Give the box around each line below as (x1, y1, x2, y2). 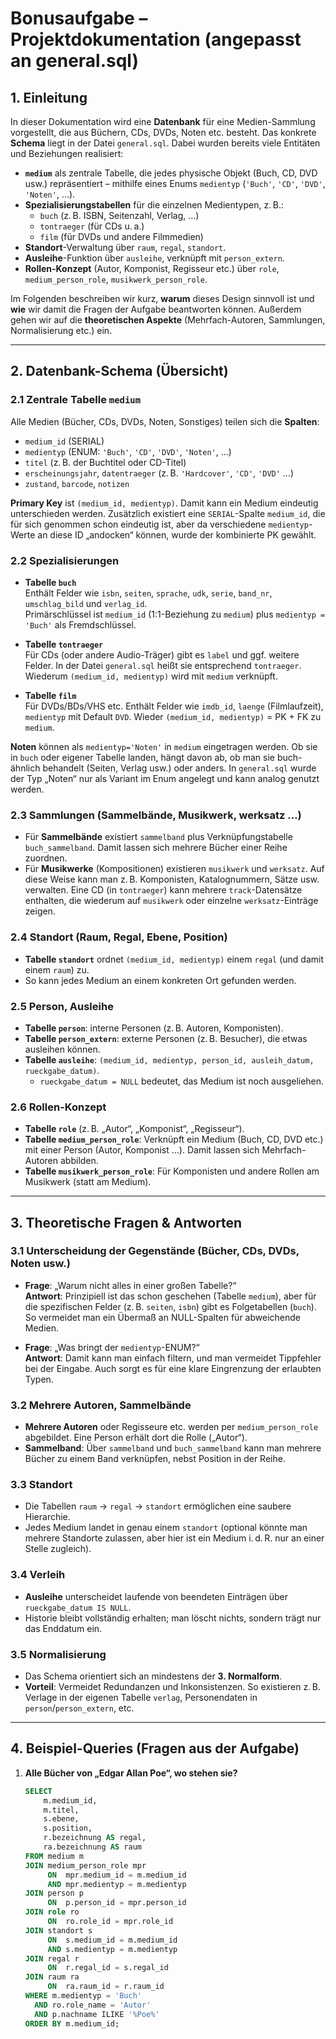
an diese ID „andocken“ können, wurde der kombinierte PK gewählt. (37, 528, 317, 541)
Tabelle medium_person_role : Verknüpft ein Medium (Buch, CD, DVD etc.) (24, 1133, 324, 1146)
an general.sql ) (10, 50, 140, 72)
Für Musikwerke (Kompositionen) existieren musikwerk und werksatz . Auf (24, 863, 325, 875)
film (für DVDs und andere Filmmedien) (39, 231, 204, 242)
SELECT (24, 1786, 53, 1796)
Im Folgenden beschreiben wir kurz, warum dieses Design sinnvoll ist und (10, 293, 315, 304)
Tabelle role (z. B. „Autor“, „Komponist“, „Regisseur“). (24, 1123, 245, 1135)
